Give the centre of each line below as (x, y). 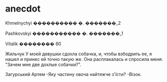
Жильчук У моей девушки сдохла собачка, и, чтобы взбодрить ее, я (78, 54)
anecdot (23, 9)
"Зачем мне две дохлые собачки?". (43, 64)
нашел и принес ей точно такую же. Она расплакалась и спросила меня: (84, 59)
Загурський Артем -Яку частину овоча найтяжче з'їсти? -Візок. (73, 74)
